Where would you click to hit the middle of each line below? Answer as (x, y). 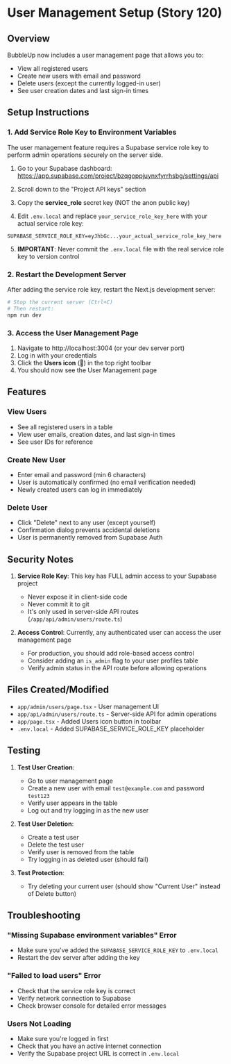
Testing (24, 750)
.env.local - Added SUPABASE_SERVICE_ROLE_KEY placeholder (111, 729)
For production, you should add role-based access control (111, 653)
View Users (27, 412)
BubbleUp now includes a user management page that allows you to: (105, 55)
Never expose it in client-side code (77, 597)
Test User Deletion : (45, 824)
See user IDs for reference (55, 442)
